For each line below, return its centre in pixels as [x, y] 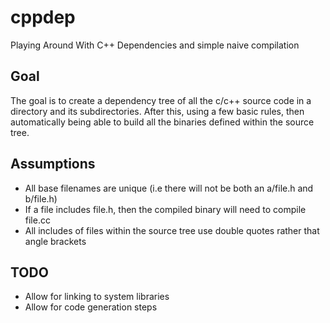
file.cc [37, 220]
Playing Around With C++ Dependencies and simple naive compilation [155, 45]
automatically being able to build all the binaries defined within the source [162, 122]
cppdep [43, 17]
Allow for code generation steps [91, 307]
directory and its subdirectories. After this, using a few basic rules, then [157, 111]
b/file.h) [41, 198]
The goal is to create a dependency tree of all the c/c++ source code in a [161, 100]
